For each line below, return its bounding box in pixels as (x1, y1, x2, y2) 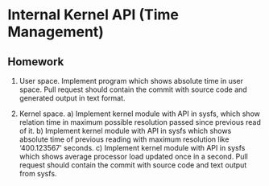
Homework (7, 55, 64, 68)
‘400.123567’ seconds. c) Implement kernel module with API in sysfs (19, 143, 246, 152)
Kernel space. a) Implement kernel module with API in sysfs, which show (19, 109, 261, 118)
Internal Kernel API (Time (7, 6, 179, 24)
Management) (7, 23, 104, 41)
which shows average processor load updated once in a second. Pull (19, 151, 249, 161)
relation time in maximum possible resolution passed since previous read (19, 118, 261, 126)
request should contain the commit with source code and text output (19, 160, 247, 170)
